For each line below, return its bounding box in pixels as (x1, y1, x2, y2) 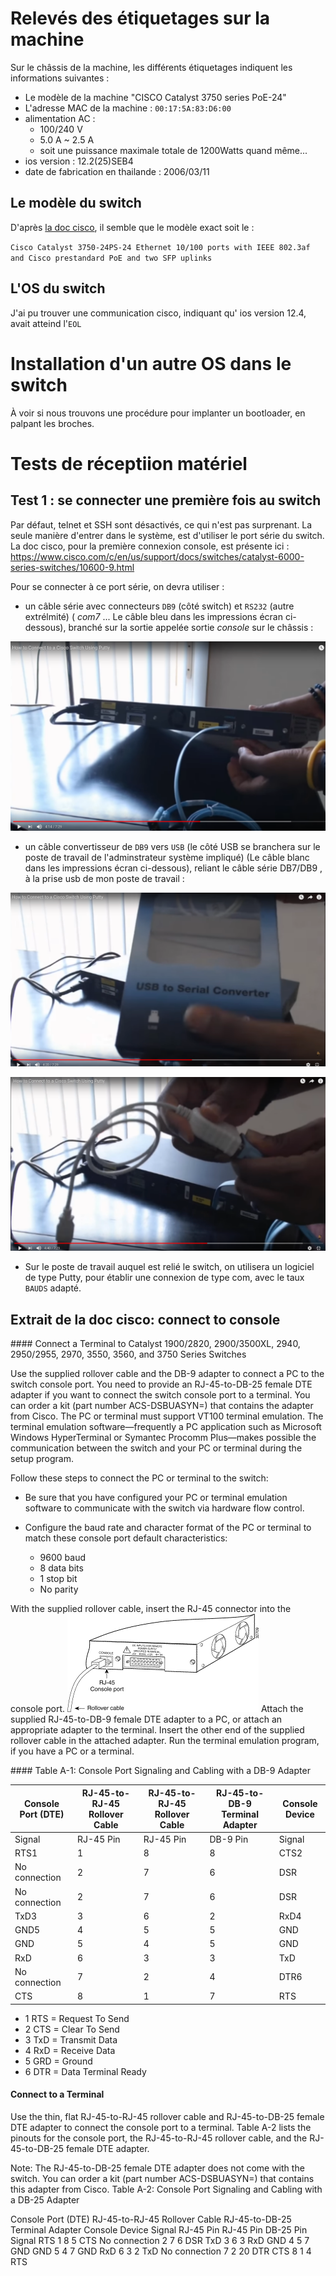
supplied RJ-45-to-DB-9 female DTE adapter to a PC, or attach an (10, 1713, 283, 1726)
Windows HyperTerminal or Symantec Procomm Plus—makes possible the (10, 1432, 317, 1444)
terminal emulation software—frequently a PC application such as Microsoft (10, 1421, 322, 1433)
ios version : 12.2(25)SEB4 (24, 155, 134, 167)
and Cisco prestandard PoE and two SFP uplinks (10, 253, 213, 263)
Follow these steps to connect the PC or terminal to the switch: (10, 1472, 269, 1484)
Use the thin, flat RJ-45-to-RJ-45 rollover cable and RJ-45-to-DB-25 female (10, 2110, 325, 2122)
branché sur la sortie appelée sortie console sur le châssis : (68, 621, 314, 633)
